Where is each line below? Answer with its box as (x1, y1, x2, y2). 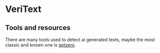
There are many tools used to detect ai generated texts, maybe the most (5, 36, 155, 42)
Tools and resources (5, 23, 70, 32)
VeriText (5, 3, 42, 15)
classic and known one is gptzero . (5, 42, 76, 48)
